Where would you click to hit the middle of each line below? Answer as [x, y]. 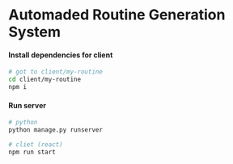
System [35, 32]
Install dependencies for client [61, 55]
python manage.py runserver [56, 130]
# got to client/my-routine [56, 72]
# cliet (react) [36, 144]
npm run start [32, 152]
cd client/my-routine [45, 80]
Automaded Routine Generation [117, 15]
